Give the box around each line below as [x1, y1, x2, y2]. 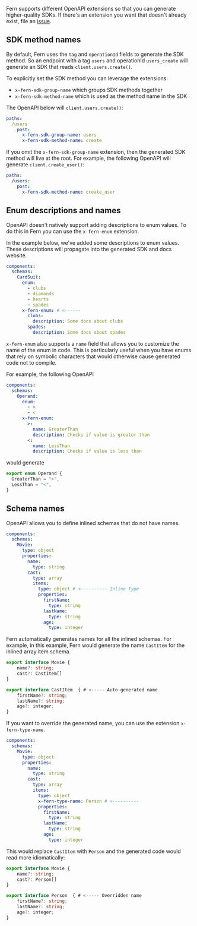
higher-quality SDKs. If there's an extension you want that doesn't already [6, 11, 187, 18]
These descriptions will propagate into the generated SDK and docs [6, 245, 172, 252]
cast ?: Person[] [17, 876, 58, 883]
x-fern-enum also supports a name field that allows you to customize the [6, 340, 179, 347]
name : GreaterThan [32, 426, 78, 432]
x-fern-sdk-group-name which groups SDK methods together [14, 86, 163, 93]
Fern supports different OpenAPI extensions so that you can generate [6, 5, 176, 12]
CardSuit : [17, 274, 42, 280]
